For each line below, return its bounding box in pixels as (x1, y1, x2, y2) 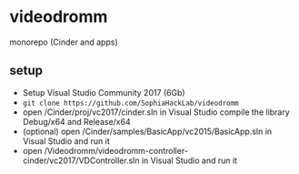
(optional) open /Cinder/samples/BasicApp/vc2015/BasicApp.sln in (22, 126, 273, 137)
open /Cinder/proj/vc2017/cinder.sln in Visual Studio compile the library (22, 107, 291, 118)
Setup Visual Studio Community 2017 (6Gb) (22, 87, 185, 97)
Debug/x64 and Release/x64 (22, 116, 131, 127)
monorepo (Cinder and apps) (9, 36, 118, 47)
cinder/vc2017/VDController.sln (22, 155, 140, 166)
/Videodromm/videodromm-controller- (44, 145, 189, 156)
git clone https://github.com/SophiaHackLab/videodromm (22, 98, 239, 107)
